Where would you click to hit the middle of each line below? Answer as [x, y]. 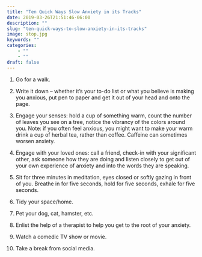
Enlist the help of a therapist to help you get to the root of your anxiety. [103, 225]
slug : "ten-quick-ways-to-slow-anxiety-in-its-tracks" [77, 29]
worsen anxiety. [35, 141]
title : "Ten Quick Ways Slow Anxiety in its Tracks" [74, 12]
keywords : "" [23, 40]
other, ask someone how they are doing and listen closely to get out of [103, 159]
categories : [22, 46]
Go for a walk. [33, 79]
